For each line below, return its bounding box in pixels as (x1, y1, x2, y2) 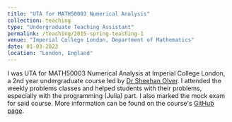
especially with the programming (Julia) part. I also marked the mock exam (7, 91, 226, 99)
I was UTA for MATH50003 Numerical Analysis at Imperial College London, (7, 68, 226, 78)
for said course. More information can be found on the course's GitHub (7, 99, 214, 107)
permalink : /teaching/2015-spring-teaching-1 (7, 30, 144, 37)
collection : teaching (7, 17, 71, 24)
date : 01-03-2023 (7, 43, 59, 50)
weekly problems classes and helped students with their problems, (7, 84, 202, 92)
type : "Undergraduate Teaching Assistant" (7, 23, 134, 30)
